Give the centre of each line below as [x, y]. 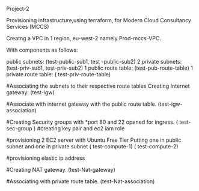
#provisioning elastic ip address [46, 158]
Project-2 [18, 9]
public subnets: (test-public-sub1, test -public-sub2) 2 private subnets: [94, 62]
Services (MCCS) [28, 27]
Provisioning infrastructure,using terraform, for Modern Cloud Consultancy [99, 20]
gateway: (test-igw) [31, 92]
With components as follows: [42, 50]
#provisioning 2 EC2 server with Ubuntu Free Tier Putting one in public [94, 140]
